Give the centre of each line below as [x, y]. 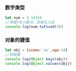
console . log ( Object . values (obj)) [38, 63]
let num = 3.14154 [23, 18]
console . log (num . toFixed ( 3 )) [34, 27]
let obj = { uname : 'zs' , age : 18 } [36, 50]
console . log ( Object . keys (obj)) [36, 59]
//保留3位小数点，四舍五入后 [30, 23]
